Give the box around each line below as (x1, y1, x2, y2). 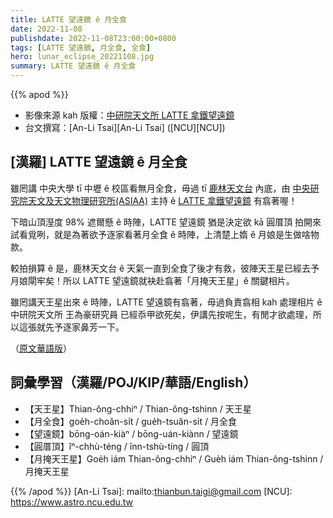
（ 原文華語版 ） (10, 342, 72, 354)
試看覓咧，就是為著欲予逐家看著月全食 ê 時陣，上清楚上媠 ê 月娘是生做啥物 (10, 228, 320, 240)
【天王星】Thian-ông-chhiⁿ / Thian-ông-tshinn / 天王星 (24, 402, 252, 415)
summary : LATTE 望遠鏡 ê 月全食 (10, 61, 137, 71)
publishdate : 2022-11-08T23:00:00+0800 (10, 33, 177, 43)
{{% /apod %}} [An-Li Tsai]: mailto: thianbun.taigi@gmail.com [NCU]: (10, 485, 293, 497)
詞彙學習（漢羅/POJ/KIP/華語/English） (10, 374, 257, 391)
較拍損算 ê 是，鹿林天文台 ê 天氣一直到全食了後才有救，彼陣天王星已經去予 (10, 262, 320, 274)
